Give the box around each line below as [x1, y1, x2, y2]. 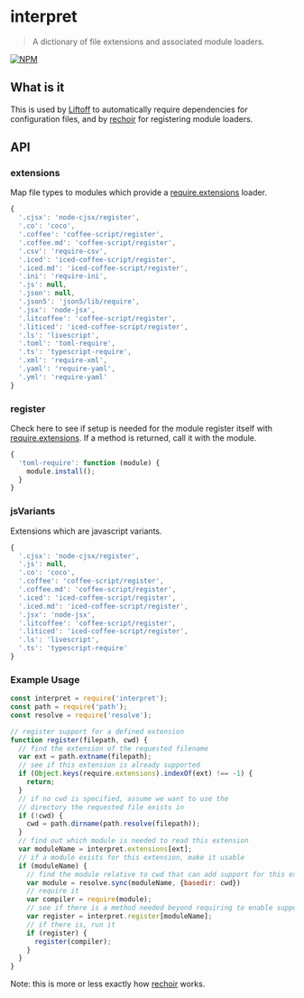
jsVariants [10, 505, 56, 518]
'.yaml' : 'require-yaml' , [18, 364, 116, 374]
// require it [26, 887, 79, 896]
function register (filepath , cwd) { [10, 735, 148, 744]
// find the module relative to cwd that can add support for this [26, 870, 285, 879]
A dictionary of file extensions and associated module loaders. [32, 36, 265, 47]
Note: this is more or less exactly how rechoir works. [10, 978, 206, 990]
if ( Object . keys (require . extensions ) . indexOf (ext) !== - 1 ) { [18, 769, 253, 779]
